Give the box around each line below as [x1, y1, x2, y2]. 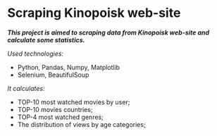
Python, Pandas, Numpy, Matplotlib [17, 63, 120, 71]
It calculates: [7, 84, 45, 92]
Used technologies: [7, 49, 64, 58]
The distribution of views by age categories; [17, 120, 146, 128]
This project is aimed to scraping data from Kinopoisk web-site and [7, 28, 210, 37]
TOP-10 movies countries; [17, 105, 93, 113]
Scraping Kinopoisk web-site [7, 5, 181, 21]
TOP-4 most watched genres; [17, 113, 104, 121]
